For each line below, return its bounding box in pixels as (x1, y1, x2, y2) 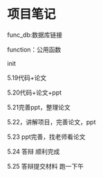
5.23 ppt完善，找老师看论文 (7, 133, 86, 141)
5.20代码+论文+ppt (7, 88, 62, 96)
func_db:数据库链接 (7, 31, 63, 39)
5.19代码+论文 (7, 74, 47, 82)
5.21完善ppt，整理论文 (7, 103, 71, 111)
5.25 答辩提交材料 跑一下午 (7, 162, 84, 170)
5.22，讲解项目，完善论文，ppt (7, 117, 96, 126)
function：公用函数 (7, 45, 62, 53)
